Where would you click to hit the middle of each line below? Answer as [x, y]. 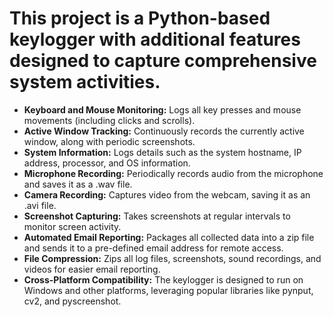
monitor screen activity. [72, 226]
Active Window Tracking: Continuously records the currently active [164, 131]
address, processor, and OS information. [107, 163]
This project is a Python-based [140, 18]
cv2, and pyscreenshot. [72, 301]
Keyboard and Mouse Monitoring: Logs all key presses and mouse [162, 109]
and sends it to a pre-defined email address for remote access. [153, 248]
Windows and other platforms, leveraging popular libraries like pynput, [168, 290]
